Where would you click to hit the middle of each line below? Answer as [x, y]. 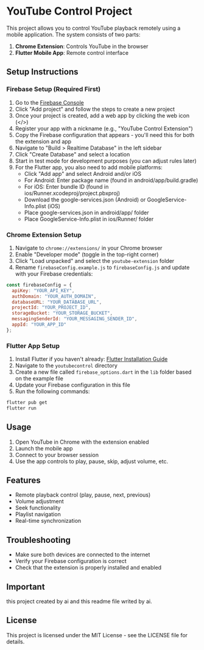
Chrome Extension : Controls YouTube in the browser [82, 46]
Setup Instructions [42, 72]
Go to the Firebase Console [49, 102]
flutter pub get [27, 403]
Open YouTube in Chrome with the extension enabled [82, 442]
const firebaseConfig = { [39, 285]
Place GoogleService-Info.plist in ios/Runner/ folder [89, 219]
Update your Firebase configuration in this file [73, 385]
